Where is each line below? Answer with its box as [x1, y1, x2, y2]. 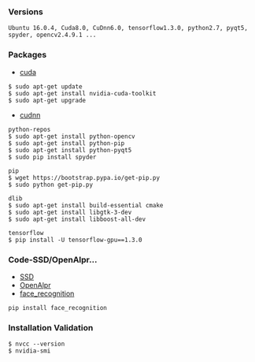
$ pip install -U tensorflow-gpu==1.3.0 [8, 236, 143, 244]
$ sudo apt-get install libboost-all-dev [8, 215, 146, 223]
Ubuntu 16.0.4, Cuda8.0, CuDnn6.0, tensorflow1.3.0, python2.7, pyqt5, [8, 24, 248, 32]
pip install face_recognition [8, 304, 108, 312]
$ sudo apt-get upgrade [8, 96, 87, 104]
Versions [8, 6, 43, 17]
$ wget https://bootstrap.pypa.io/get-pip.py [8, 174, 160, 181]
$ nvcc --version [8, 340, 65, 349]
